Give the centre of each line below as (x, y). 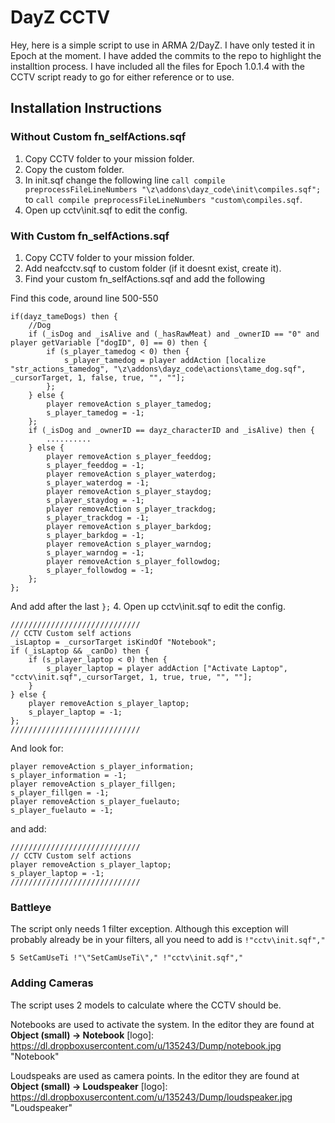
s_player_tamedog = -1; (95, 412)
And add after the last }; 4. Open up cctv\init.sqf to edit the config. (148, 606)
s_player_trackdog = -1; (98, 517)
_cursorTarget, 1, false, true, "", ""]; (98, 377)
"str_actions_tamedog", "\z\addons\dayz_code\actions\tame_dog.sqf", (158, 369)
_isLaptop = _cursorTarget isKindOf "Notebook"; (113, 642)
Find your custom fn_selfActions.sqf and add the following (145, 278)
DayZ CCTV (60, 17)
